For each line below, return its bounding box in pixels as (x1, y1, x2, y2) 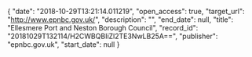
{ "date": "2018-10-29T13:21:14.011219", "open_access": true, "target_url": (7, 7, 245, 16)
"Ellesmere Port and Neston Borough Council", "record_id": (7, 23, 199, 32)
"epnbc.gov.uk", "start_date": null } (7, 40, 120, 49)
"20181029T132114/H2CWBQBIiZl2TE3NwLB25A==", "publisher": (7, 31, 218, 41)
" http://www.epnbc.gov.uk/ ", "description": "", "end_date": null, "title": (7, 15, 234, 24)
